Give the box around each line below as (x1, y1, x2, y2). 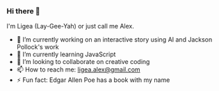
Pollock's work (16, 43, 60, 51)
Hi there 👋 (6, 6, 41, 16)
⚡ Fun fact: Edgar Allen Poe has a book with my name (16, 76, 170, 84)
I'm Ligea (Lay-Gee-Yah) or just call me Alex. (6, 22, 135, 31)
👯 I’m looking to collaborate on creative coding (16, 58, 150, 66)
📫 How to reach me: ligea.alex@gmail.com (16, 65, 140, 74)
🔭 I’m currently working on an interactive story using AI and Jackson (16, 35, 213, 44)
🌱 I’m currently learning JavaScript (16, 50, 116, 58)
